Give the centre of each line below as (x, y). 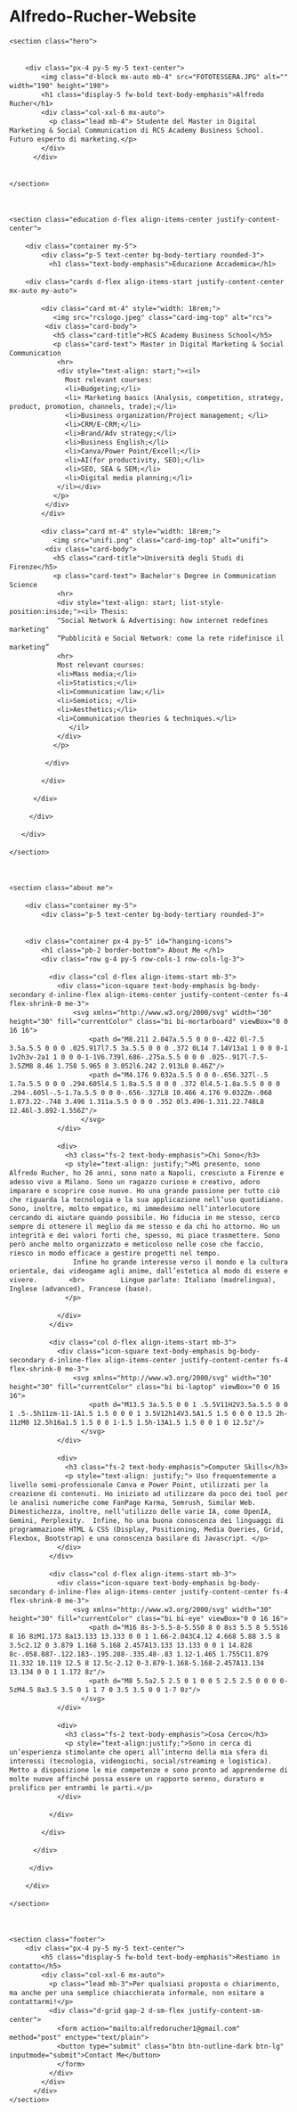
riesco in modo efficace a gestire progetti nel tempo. (115, 1253)
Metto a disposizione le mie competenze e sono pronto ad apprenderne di (149, 1770)
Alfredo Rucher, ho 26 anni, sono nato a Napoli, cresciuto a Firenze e (147, 1173)
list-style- (202, 602)
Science (24, 585)
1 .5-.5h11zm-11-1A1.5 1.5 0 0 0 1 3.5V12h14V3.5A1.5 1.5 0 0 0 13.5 (141, 1413)
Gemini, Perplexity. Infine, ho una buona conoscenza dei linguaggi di (147, 1520)
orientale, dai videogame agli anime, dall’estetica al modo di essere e (149, 1271)
